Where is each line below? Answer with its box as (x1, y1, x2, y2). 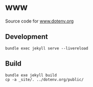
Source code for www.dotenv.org (5, 18, 74, 24)
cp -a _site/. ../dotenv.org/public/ (5, 77, 84, 82)
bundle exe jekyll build (5, 72, 57, 77)
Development (5, 32, 48, 41)
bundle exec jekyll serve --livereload (5, 45, 88, 51)
